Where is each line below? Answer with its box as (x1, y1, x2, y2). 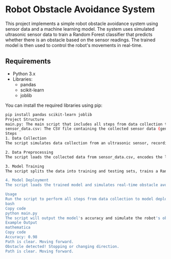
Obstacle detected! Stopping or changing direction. (5, 244, 120, 249)
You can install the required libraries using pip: (5, 102, 103, 108)
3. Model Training (5, 163, 44, 169)
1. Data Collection (5, 136, 47, 141)
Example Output (5, 220, 38, 225)
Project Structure (5, 116, 44, 122)
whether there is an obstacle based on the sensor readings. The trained (5, 37, 156, 43)
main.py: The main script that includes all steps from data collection (5, 122, 163, 127)
